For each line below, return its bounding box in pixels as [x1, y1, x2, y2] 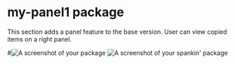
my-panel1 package [7, 4, 125, 20]
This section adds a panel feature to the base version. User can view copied [7, 27, 227, 36]
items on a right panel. [7, 34, 72, 43]
